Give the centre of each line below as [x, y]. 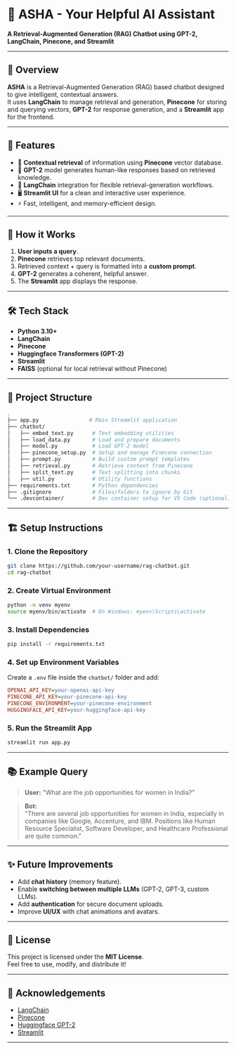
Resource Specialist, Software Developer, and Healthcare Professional [126, 828]
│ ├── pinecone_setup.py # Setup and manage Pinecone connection [110, 453]
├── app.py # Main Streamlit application [92, 420]
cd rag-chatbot [29, 572]
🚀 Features [31, 146]
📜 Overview [33, 70]
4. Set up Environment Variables [63, 662]
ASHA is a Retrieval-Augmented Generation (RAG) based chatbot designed [116, 86]
